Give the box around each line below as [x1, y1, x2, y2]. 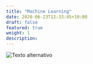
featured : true [6, 24, 43, 31]
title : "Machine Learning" [6, 8, 72, 15]
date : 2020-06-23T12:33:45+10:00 [6, 14, 88, 20]
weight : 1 [6, 30, 30, 36]
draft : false [6, 19, 38, 25]
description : [6, 35, 38, 41]
